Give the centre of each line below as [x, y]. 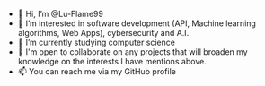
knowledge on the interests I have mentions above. [112, 61]
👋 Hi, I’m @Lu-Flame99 [60, 14]
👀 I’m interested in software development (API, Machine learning [137, 23]
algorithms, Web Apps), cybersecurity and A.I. [103, 33]
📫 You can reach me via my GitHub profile [97, 71]
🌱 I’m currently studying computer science [96, 42]
